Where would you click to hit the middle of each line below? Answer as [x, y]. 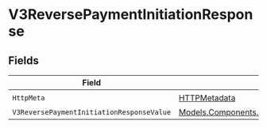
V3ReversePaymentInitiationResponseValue [92, 112]
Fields [24, 60]
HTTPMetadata [207, 98]
